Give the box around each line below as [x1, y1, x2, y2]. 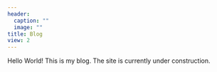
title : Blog [7, 30, 43, 38]
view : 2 [7, 37, 31, 44]
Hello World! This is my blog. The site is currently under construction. [7, 56, 211, 65]
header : [7, 10, 31, 18]
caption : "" [14, 17, 50, 24]
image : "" [14, 24, 43, 31]
